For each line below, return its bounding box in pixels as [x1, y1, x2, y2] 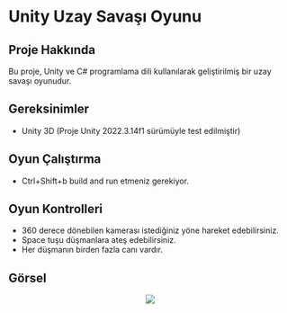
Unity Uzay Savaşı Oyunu [8, 6, 202, 27]
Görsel [8, 270, 47, 285]
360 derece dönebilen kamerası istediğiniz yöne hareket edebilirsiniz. [21, 225, 280, 236]
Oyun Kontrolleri [8, 201, 103, 217]
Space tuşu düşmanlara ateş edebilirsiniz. [21, 235, 176, 246]
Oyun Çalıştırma [8, 151, 102, 167]
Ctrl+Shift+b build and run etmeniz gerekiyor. [21, 175, 190, 186]
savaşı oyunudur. [8, 76, 72, 86]
